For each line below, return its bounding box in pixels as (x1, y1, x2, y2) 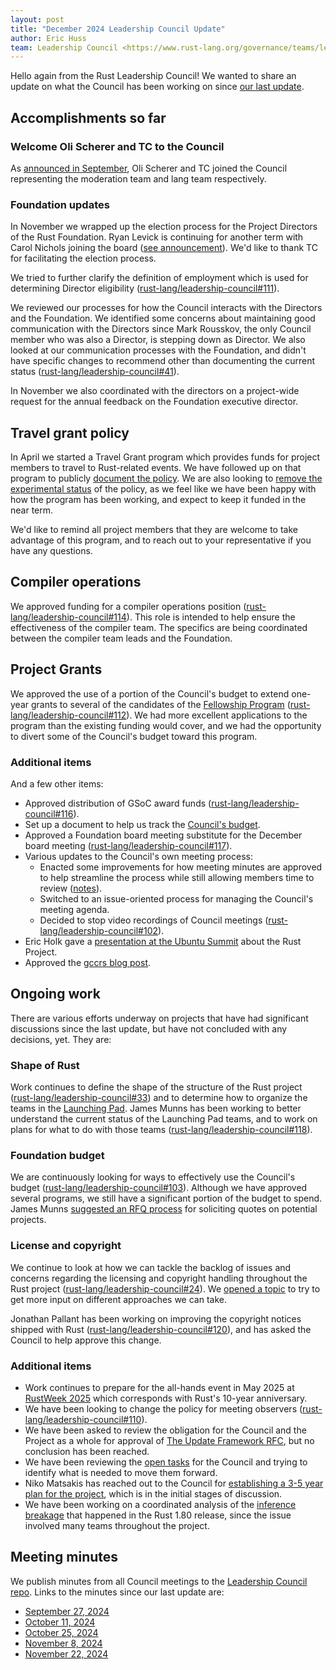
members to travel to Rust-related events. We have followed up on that (10, 462, 302, 474)
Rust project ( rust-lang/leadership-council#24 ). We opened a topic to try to (10, 1282, 321, 1295)
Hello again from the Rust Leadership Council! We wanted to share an (10, 70, 297, 82)
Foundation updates (10, 197, 110, 211)
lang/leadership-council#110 (24, 1413, 142, 1425)
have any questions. (10, 545, 93, 557)
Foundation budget (10, 1149, 105, 1162)
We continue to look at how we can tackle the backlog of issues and (10, 1261, 292, 1273)
